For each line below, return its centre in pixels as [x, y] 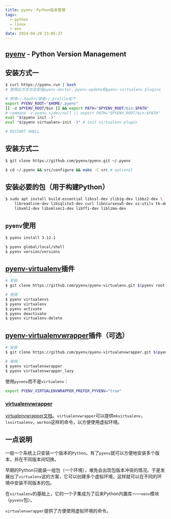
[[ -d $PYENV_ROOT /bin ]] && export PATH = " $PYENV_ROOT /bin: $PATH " [77, 108]
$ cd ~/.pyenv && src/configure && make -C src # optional [69, 170]
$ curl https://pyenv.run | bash [41, 85]
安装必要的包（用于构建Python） [57, 187]
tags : [11, 15]
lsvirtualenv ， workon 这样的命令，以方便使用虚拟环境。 [64, 422]
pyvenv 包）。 [22, 500]
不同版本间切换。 [41, 459]
